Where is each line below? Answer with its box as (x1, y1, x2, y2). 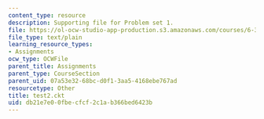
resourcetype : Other (8, 84, 76, 92)
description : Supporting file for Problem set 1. (8, 19, 174, 27)
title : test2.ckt (8, 92, 65, 99)
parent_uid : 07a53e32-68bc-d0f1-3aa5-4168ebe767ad (8, 77, 178, 85)
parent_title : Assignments (8, 63, 97, 70)
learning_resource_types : (8, 41, 93, 49)
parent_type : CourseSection (8, 70, 101, 78)
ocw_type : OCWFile (8, 56, 68, 63)
